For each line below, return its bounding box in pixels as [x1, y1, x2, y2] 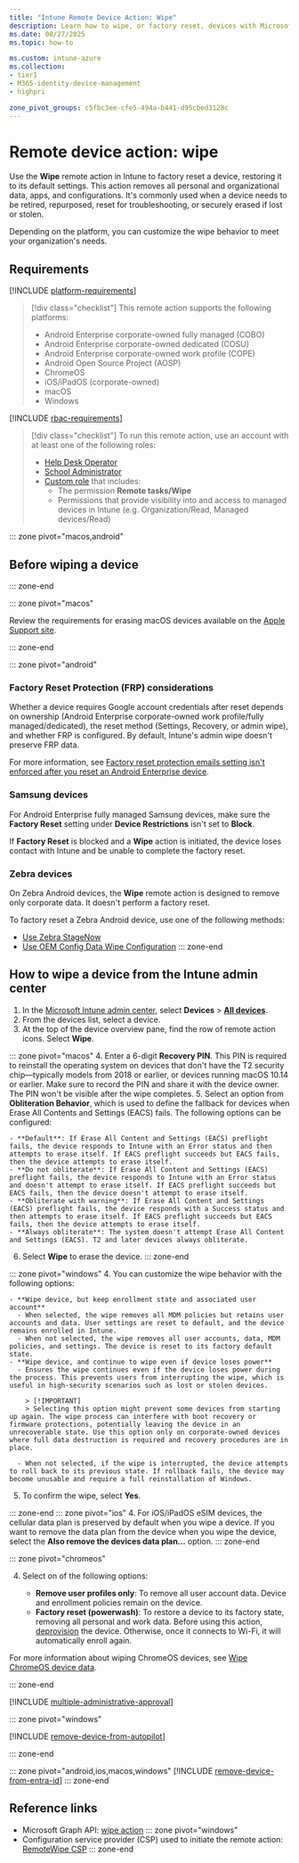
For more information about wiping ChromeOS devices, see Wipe [9, 1652, 248, 1663]
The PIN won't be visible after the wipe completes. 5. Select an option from [9, 1088, 285, 1099]
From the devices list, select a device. [21, 1014, 161, 1025]
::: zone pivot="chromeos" [9, 1553, 106, 1563]
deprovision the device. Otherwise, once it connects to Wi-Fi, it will [35, 1625, 282, 1636]
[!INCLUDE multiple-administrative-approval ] [9, 1696, 174, 1707]
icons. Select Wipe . [21, 1033, 94, 1043]
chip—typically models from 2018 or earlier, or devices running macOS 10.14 [9, 1069, 289, 1080]
